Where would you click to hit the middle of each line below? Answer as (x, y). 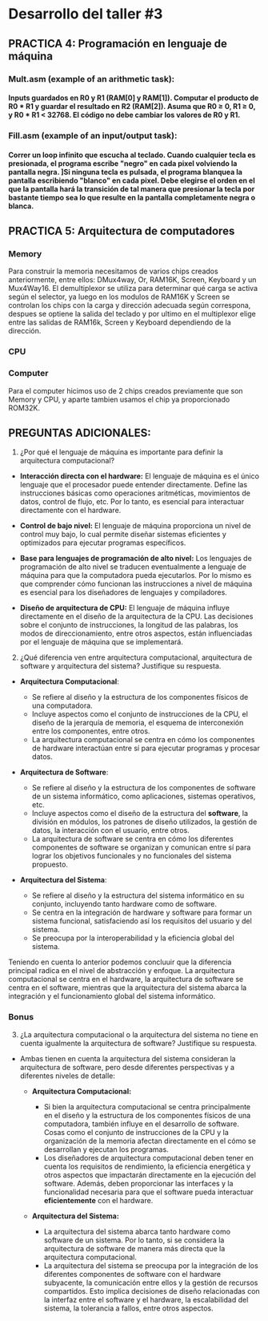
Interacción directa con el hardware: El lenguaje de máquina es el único (140, 476)
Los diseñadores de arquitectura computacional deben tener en (149, 1157)
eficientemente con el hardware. (98, 1200)
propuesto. (50, 865)
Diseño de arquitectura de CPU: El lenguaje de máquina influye (125, 608)
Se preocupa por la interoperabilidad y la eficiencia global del (133, 938)
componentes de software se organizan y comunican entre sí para (141, 847)
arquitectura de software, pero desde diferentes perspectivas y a (127, 1067)
